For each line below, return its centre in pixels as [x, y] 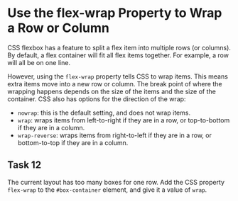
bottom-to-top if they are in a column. [73, 142]
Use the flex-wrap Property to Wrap [115, 13]
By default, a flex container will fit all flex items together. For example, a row [118, 55]
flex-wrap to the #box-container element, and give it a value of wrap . [107, 190]
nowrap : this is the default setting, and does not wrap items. [104, 113]
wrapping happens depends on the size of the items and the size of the [112, 91]
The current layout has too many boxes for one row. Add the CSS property [116, 182]
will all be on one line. [39, 62]
